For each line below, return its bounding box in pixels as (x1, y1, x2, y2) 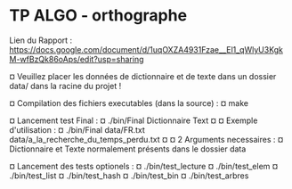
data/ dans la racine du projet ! (9, 80, 122, 91)
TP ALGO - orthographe (9, 5, 188, 26)
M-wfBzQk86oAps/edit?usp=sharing (9, 53, 144, 64)
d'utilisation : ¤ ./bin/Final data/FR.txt (9, 124, 145, 135)
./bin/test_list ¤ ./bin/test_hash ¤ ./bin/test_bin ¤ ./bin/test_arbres (9, 170, 249, 181)
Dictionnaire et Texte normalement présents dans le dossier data (9, 144, 247, 154)
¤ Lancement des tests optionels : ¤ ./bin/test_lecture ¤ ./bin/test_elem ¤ (9, 160, 279, 171)
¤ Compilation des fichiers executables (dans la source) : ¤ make (9, 97, 249, 108)
